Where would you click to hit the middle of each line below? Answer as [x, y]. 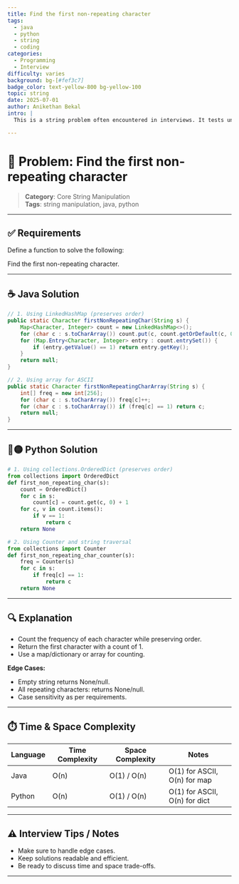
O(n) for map [190, 780]
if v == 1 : [49, 516]
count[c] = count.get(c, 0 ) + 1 [81, 503]
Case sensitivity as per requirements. [72, 697]
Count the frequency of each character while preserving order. [110, 639]
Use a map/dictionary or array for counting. [81, 654]
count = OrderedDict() [54, 489]
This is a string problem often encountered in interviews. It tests [119, 120]
